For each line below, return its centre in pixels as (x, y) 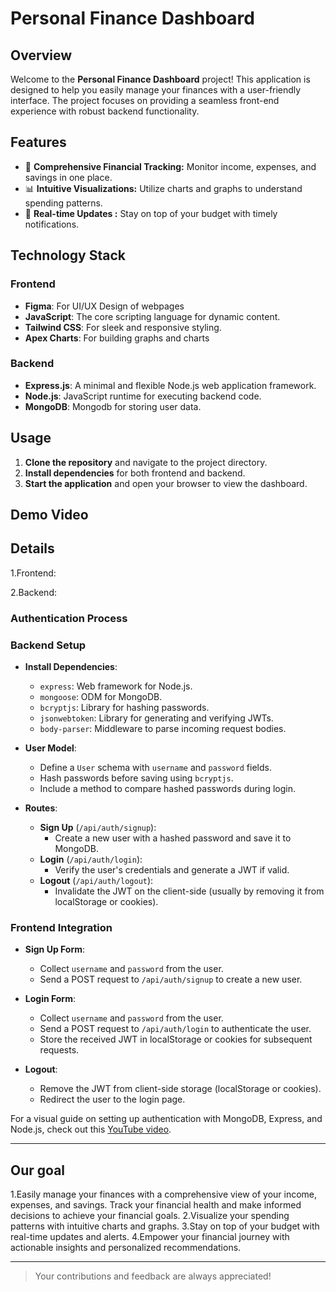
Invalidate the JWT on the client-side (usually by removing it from (189, 891)
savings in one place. (68, 177)
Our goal (38, 1170)
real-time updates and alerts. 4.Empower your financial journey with (150, 1237)
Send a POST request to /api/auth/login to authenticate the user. (175, 1029)
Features (38, 142)
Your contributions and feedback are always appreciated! (153, 1276)
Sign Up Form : (55, 949)
